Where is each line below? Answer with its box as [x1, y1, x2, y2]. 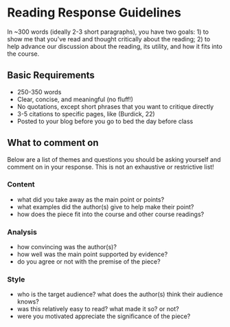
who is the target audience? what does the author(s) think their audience [16, 291, 223, 299]
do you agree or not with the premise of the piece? [16, 257, 161, 266]
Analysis [7, 227, 38, 237]
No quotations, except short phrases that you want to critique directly [16, 102, 214, 111]
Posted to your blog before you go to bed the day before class [16, 117, 194, 125]
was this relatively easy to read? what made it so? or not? [16, 305, 180, 313]
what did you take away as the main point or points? [16, 195, 165, 204]
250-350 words [16, 87, 62, 96]
